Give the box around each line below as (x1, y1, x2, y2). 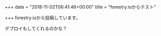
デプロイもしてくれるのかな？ (5, 25, 67, 31)
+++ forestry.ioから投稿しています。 (5, 15, 81, 21)
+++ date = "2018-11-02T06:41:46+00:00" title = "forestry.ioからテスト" (5, 4, 156, 10)
